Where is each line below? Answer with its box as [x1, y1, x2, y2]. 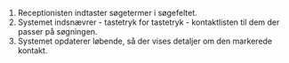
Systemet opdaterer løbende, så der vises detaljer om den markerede [17, 35, 273, 46]
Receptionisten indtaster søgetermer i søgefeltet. [17, 8, 197, 18]
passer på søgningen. [17, 27, 98, 36]
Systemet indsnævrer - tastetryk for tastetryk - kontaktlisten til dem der [17, 17, 280, 28]
